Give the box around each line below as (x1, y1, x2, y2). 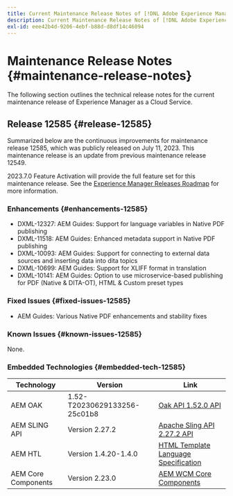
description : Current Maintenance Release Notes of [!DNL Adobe (7, 17, 197, 24)
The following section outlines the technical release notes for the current (7, 91, 215, 99)
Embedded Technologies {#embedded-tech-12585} (7, 362, 186, 372)
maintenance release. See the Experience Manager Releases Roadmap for (7, 180, 220, 188)
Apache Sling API (158, 420, 215, 430)
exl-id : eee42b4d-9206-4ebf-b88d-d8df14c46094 (7, 23, 144, 30)
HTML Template (158, 441, 211, 450)
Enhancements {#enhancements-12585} (7, 204, 148, 214)
